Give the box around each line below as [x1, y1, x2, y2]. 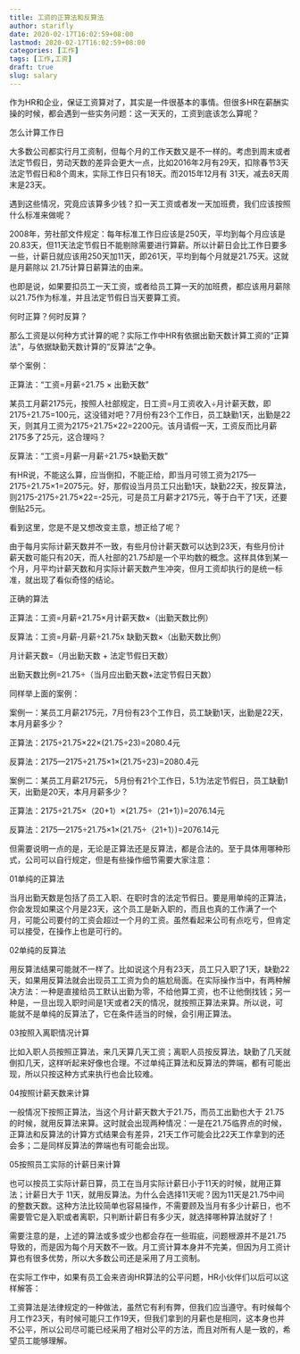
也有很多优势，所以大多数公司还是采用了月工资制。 [16, 1252, 205, 1263]
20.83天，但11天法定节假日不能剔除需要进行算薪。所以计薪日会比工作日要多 [9, 239, 287, 250]
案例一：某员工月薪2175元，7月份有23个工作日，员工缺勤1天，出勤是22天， [9, 707, 288, 718]
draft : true [9, 63, 54, 72]
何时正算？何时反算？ [9, 311, 87, 321]
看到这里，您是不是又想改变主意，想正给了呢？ [9, 521, 181, 532]
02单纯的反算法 [9, 944, 67, 955]
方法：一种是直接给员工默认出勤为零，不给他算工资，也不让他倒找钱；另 [16, 985, 283, 996]
